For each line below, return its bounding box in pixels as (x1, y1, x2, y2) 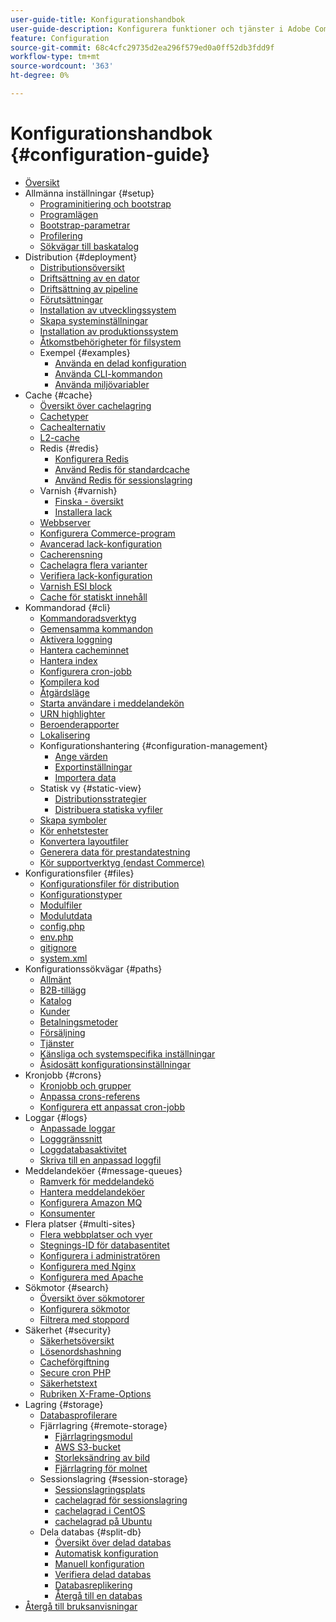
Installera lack (54, 506, 113, 518)
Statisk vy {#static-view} (39, 782, 142, 794)
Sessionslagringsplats (54, 1483, 146, 1495)
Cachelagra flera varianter (39, 559, 148, 571)
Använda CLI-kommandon (54, 367, 163, 380)
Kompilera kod (39, 676, 100, 688)
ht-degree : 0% (10, 71, 70, 81)
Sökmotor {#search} (24, 1281, 110, 1293)
